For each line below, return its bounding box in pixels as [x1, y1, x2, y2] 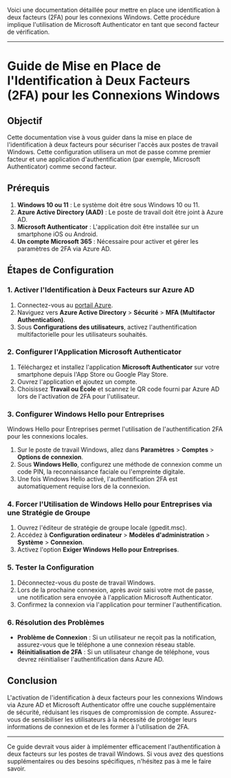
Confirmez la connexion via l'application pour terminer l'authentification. [16, 600, 222, 609]
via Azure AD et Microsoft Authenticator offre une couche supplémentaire [7, 700, 217, 708]
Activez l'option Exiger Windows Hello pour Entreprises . [16, 545, 179, 554]
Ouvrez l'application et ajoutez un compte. [16, 377, 137, 386]
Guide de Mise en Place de [7, 59, 162, 74]
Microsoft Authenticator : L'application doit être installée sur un [16, 222, 199, 231]
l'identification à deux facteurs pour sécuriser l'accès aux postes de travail [7, 140, 219, 149]
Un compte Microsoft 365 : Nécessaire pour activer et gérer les [16, 237, 199, 245]
